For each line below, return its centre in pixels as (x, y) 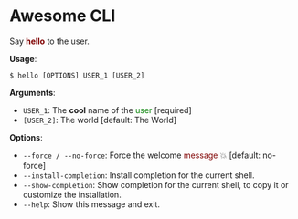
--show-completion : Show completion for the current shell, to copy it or (156, 184)
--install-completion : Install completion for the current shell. (138, 175)
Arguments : (33, 92)
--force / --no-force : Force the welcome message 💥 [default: (142, 155)
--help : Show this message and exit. (91, 204)
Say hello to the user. (49, 41)
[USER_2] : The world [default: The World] (99, 120)
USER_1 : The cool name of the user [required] (107, 109)
